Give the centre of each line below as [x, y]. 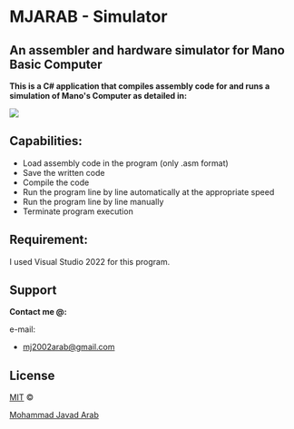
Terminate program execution [78, 211]
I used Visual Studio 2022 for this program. [90, 261]
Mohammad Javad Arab [54, 415]
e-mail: [23, 329]
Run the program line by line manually [93, 201]
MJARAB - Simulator [88, 17]
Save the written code [64, 172]
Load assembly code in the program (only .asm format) [125, 163]
